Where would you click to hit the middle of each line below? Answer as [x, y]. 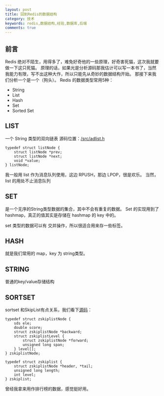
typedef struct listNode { [33, 148]
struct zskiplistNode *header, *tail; [53, 366]
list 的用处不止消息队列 [28, 181]
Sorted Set [23, 110]
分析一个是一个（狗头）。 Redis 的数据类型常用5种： [61, 80]
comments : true [21, 28]
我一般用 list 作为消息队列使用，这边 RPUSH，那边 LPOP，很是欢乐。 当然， [82, 174]
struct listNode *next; [38, 156]
